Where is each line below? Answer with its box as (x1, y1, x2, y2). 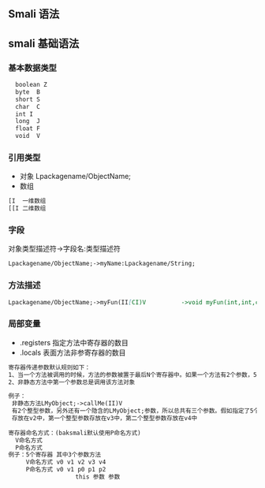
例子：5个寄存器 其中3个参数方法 (8, 451, 101, 459)
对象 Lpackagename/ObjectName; (19, 172, 132, 181)
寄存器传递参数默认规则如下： (8, 363, 91, 371)
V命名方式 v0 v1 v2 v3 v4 (25, 458, 106, 467)
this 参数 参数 (75, 473, 121, 481)
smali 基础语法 (8, 36, 80, 50)
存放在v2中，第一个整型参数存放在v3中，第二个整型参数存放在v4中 (11, 415, 198, 423)
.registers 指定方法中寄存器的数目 (19, 337, 129, 347)
